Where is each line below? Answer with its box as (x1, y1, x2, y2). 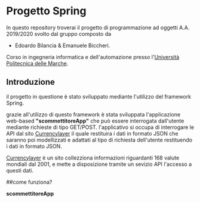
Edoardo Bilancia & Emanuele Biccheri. (14, 42, 110, 49)
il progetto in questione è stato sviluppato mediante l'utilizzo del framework (6, 93, 192, 100)
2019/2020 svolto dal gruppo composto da (6, 30, 112, 37)
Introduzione (6, 77, 56, 87)
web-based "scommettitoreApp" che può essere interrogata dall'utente (6, 117, 184, 124)
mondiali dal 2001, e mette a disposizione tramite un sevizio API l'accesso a (6, 160, 192, 168)
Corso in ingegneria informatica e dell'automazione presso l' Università (6, 53, 180, 60)
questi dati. (6, 167, 34, 174)
